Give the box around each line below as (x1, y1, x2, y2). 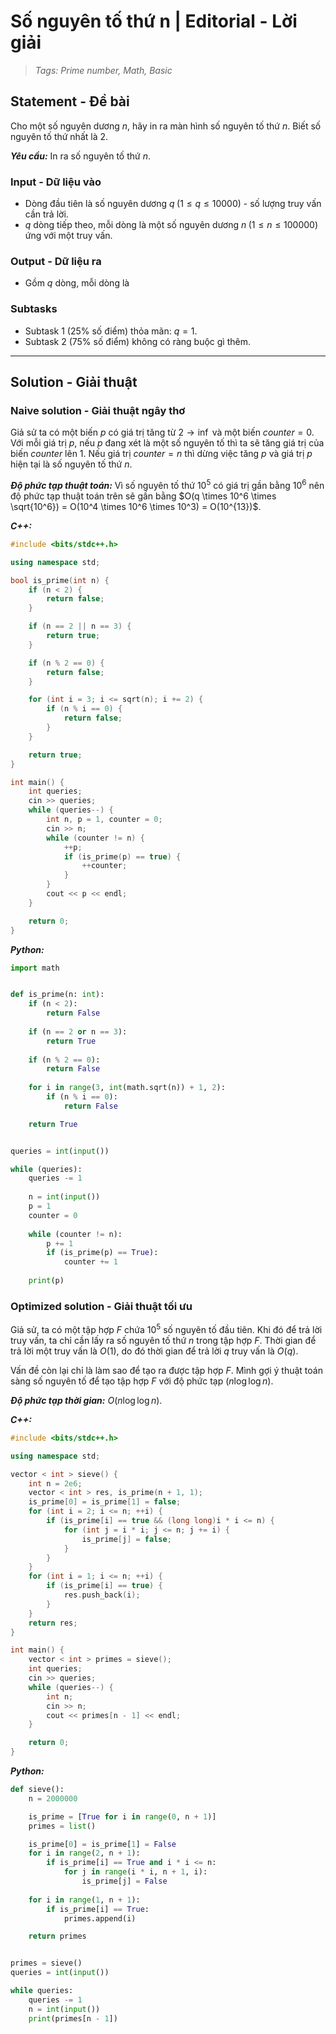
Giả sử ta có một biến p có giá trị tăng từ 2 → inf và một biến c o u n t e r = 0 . (10, 426, 315, 439)
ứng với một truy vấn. (24, 230, 113, 242)
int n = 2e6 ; (28, 1478, 83, 1489)
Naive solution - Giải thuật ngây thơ (10, 403, 186, 417)
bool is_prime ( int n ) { (10, 575, 110, 585)
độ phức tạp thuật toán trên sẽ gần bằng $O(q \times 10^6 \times (10, 490, 277, 502)
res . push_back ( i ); (63, 1590, 141, 1600)
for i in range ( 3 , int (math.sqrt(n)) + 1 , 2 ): (28, 1083, 226, 1093)
